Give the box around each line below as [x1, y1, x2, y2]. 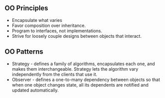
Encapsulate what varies [11, 17, 63, 23]
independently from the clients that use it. [11, 71, 97, 77]
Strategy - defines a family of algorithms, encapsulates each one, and [11, 61, 155, 67]
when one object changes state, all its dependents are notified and [11, 82, 149, 88]
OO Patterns [4, 47, 43, 56]
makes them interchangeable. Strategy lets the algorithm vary [11, 66, 139, 72]
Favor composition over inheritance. [11, 22, 86, 28]
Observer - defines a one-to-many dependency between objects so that [11, 77, 160, 83]
